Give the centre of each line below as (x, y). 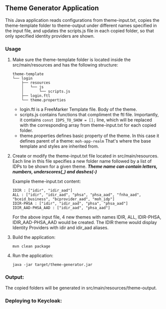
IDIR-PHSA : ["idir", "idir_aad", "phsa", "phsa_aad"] (70, 204)
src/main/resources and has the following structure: (65, 65)
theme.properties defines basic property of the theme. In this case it (89, 136)
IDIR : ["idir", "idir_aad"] (42, 191)
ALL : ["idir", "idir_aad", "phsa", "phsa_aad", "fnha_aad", (77, 195)
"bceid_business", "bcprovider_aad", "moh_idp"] (63, 199)
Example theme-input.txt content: (47, 181)
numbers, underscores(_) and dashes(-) (55, 172)
